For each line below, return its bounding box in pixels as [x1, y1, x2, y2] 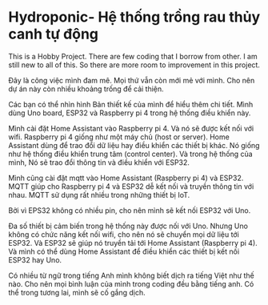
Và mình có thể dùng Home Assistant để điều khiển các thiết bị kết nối [8, 247, 240, 256]
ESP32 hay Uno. [8, 255, 62, 264]
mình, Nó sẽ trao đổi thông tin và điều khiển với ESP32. [8, 157, 190, 167]
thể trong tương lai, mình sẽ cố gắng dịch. [8, 287, 146, 297]
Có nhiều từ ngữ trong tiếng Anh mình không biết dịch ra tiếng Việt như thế [8, 271, 254, 280]
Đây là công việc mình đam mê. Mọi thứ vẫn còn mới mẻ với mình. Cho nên [8, 75, 255, 85]
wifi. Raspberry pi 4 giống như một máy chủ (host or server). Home [8, 132, 230, 142]
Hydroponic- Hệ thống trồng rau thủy [8, 8, 261, 26]
